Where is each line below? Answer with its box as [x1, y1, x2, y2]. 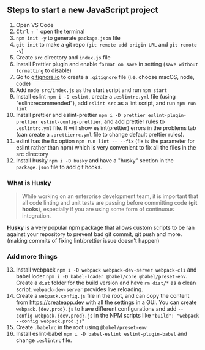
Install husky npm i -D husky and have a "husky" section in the [15, 156, 174, 164]
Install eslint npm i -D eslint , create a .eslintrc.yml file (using [15, 93, 176, 100]
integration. [21, 212, 51, 219]
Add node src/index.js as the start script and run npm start [15, 86, 168, 94]
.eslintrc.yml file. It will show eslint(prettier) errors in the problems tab [15, 124, 196, 131]
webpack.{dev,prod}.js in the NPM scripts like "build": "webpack [35, 312, 199, 319]
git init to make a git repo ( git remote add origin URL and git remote [15, 40, 198, 48]
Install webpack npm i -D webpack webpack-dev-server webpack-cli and [15, 266, 197, 273]
